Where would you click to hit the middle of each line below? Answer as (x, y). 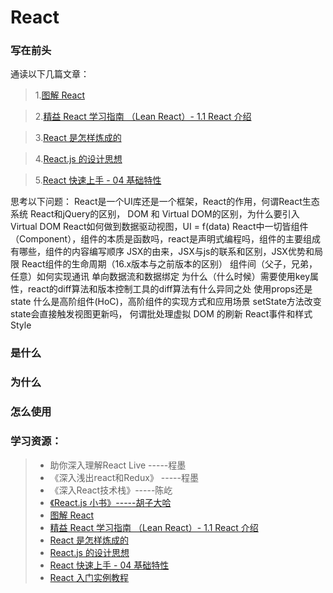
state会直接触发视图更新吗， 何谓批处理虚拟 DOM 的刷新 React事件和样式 (161, 314)
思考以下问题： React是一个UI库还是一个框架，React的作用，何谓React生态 (165, 202)
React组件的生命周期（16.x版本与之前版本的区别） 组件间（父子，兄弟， (169, 264)
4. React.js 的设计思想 (78, 159)
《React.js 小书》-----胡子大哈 (110, 502)
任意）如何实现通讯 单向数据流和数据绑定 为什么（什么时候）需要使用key (160, 277)
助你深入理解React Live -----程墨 (118, 465)
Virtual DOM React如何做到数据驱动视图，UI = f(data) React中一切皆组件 (159, 227)
